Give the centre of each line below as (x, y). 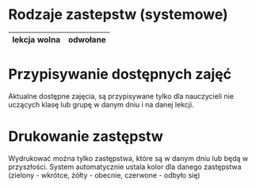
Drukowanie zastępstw (86, 137)
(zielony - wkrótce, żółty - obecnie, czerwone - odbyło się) (104, 175)
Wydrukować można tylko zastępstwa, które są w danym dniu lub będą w (128, 158)
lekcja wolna (36, 39)
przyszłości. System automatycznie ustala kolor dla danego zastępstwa (125, 167)
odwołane (87, 39)
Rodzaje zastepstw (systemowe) (118, 15)
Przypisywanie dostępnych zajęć (120, 75)
